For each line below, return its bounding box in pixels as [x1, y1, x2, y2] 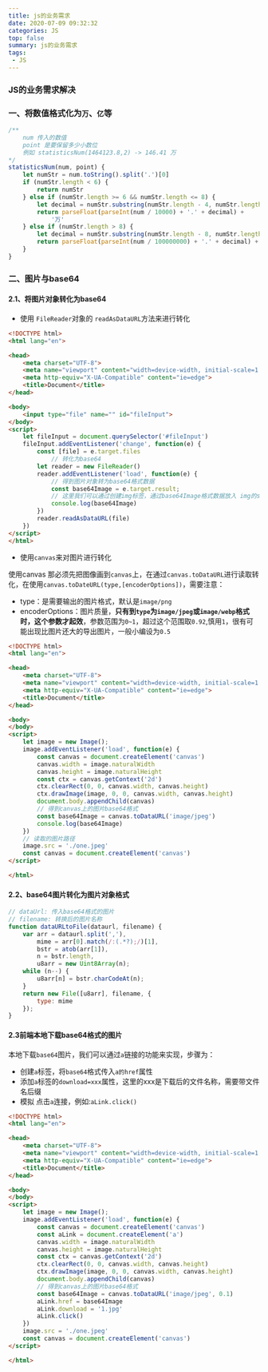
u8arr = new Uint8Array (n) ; [37, 960, 130, 968]
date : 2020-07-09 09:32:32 [8, 19, 98, 27]
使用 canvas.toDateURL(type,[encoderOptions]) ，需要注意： [29, 579, 225, 588]
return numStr [37, 185, 84, 194]
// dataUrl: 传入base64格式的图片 [8, 908, 115, 916]
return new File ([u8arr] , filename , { [22, 989, 152, 998]
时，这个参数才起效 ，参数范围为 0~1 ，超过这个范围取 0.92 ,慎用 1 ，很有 [19, 616, 247, 626]
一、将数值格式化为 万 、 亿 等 [8, 107, 112, 118]
